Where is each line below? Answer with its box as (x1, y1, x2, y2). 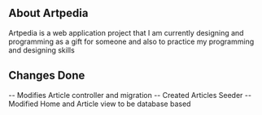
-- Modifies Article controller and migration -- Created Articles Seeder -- (8, 90, 252, 100)
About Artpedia (8, 6, 89, 20)
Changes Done (8, 69, 85, 83)
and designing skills (8, 45, 75, 55)
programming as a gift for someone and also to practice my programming (8, 36, 255, 46)
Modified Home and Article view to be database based (8, 99, 191, 109)
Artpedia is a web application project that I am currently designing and (8, 28, 244, 37)
